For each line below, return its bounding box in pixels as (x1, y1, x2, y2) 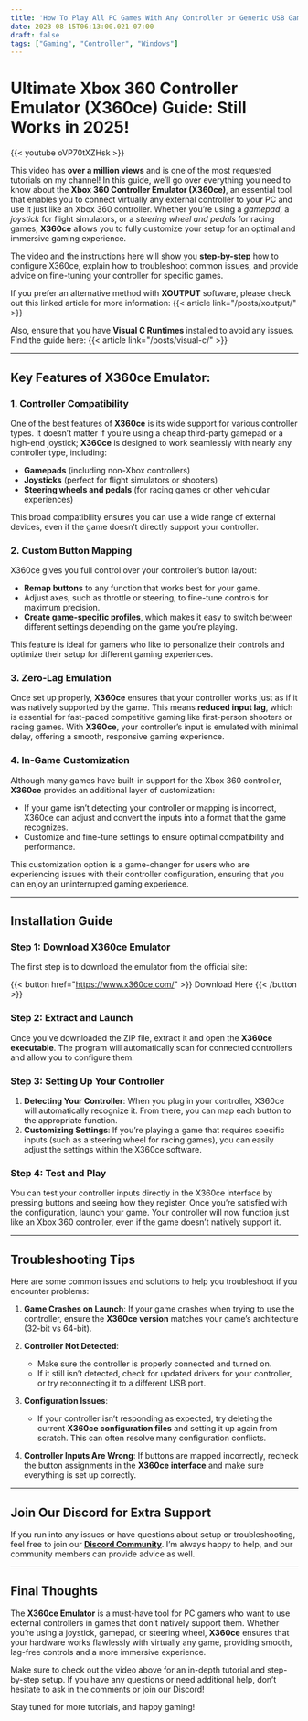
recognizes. (23, 822, 69, 833)
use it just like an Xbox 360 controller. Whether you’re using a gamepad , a (10, 204, 290, 215)
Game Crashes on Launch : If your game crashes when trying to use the (23, 1303, 295, 1314)
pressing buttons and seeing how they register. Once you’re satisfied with (10, 1197, 288, 1208)
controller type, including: (10, 447, 108, 458)
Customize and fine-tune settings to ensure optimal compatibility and (23, 831, 285, 842)
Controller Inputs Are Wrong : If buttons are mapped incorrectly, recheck (23, 1450, 299, 1461)
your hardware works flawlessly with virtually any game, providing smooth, (10, 1637, 292, 1648)
